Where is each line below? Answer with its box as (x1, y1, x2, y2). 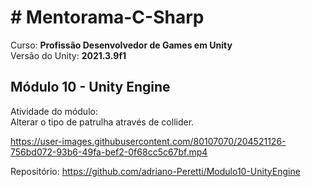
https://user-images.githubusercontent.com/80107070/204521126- (10, 135, 287, 147)
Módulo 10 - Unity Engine (10, 79, 171, 96)
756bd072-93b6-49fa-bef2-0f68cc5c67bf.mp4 (10, 146, 208, 158)
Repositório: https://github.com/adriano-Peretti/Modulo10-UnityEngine (10, 165, 301, 177)
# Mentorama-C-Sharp (10, 6, 205, 29)
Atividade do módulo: (10, 105, 98, 117)
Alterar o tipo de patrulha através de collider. (10, 116, 195, 128)
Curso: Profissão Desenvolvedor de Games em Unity (10, 39, 233, 51)
